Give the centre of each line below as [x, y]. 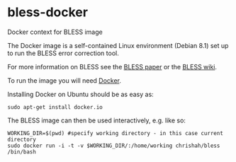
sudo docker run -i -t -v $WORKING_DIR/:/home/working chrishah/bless [114, 146]
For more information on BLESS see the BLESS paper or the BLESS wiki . [112, 66]
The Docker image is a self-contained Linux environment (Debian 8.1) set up [118, 45]
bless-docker [48, 12]
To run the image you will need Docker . [64, 80]
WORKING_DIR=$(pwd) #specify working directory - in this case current [115, 133]
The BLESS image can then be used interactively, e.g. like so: [97, 120]
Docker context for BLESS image [55, 32]
